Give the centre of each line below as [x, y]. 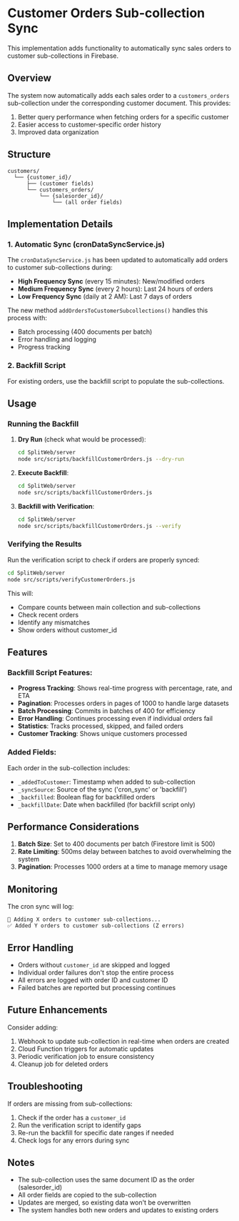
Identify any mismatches [54, 622]
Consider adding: [33, 1027]
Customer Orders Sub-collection [106, 13]
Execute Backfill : [43, 472]
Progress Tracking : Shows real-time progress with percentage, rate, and [125, 688]
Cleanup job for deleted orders [63, 1064]
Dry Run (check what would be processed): [82, 439]
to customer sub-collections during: [60, 268]
